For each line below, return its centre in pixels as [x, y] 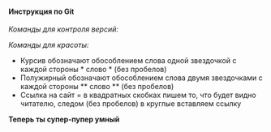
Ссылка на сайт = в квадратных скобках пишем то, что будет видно [138, 95]
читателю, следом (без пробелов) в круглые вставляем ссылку [131, 104]
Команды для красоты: [49, 45]
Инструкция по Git [41, 11]
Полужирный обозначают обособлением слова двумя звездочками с [142, 78]
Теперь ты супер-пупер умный [64, 119]
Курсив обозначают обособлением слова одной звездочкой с [128, 61]
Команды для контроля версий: [64, 29]
